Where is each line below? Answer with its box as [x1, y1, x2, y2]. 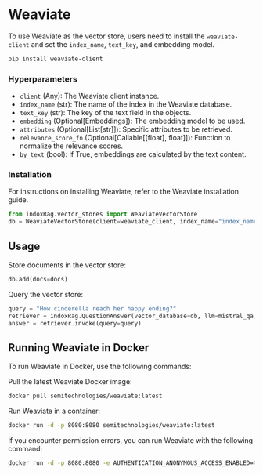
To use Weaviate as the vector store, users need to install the [8, 31, 205, 41]
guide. [8, 195, 29, 205]
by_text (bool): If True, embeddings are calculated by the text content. [19, 150, 247, 159]
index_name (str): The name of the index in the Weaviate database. [19, 100, 232, 109]
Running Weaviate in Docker [8, 341, 150, 354]
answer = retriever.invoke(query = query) [8, 319, 142, 327]
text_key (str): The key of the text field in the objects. [19, 108, 192, 118]
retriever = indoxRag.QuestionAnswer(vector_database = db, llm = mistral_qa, [8, 312, 258, 320]
